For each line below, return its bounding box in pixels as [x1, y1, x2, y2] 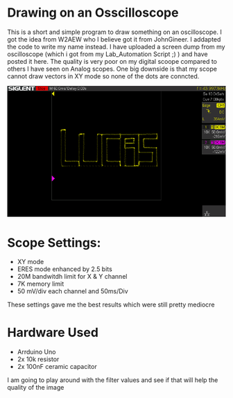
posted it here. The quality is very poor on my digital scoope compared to [7, 57, 217, 65]
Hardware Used [7, 325, 99, 340]
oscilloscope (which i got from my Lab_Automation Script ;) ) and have [7, 50, 208, 58]
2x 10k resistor [17, 355, 60, 363]
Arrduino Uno [17, 348, 56, 356]
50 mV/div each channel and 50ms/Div [17, 287, 128, 295]
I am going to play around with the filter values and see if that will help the [7, 376, 218, 384]
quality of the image [7, 383, 64, 392]
